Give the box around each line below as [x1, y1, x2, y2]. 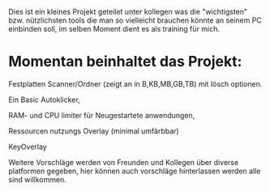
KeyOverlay [8, 142, 47, 151]
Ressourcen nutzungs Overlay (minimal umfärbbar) [8, 125, 180, 136]
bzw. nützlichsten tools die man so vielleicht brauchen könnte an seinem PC [8, 15, 262, 25]
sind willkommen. [8, 174, 66, 185]
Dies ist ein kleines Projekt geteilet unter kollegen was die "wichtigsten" [8, 7, 248, 16]
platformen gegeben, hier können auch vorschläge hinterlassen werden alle [8, 166, 261, 176]
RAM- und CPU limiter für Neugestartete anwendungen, [8, 110, 195, 120]
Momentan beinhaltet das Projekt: [8, 53, 242, 71]
